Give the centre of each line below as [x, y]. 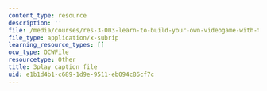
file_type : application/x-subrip [64, 38]
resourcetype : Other [43, 60]
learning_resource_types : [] [56, 45]
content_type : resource [48, 15]
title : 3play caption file [53, 67]
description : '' [35, 23]
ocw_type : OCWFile [39, 52]
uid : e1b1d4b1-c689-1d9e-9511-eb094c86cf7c [81, 74]
